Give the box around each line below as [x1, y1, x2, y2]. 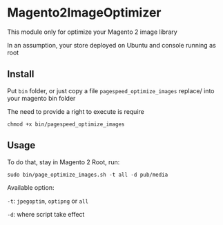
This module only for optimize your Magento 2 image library [7, 28, 177, 36]
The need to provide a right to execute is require [7, 107, 145, 115]
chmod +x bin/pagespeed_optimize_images [7, 121, 126, 128]
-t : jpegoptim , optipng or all [7, 197, 88, 205]
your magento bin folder [7, 94, 76, 102]
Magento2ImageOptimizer [7, 5, 162, 21]
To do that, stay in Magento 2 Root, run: [7, 157, 120, 166]
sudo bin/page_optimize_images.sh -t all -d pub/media [7, 171, 168, 178]
